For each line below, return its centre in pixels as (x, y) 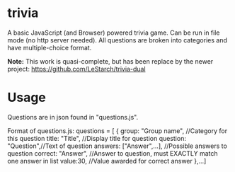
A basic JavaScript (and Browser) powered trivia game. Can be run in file (114, 33)
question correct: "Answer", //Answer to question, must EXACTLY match (113, 153)
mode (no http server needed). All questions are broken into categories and (117, 40)
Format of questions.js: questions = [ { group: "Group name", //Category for (117, 131)
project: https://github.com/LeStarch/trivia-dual (77, 69)
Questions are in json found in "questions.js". (73, 117)
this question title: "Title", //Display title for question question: (97, 138)
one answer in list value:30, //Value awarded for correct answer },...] (107, 161)
